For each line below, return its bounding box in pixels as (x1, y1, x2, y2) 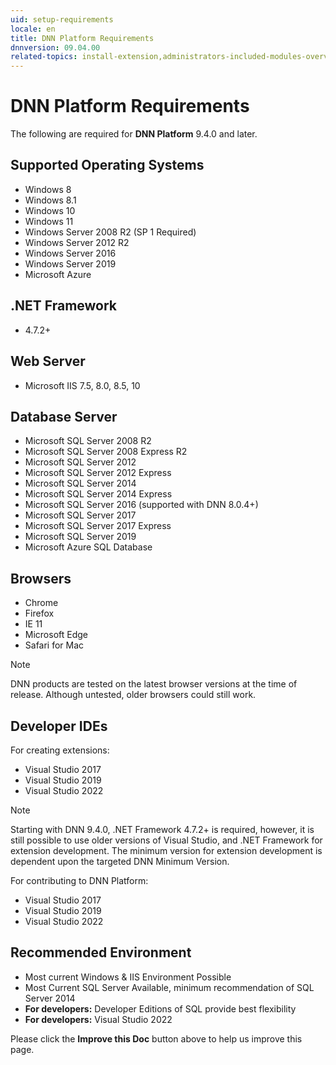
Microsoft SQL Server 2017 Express (24, 520, 172, 532)
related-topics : (10, 52, 78, 62)
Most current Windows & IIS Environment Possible (24, 971, 232, 983)
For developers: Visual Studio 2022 (24, 1013, 173, 1025)
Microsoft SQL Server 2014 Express (24, 488, 173, 500)
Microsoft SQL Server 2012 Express (24, 467, 172, 479)
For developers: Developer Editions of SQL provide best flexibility (24, 1002, 297, 1015)
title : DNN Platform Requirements (10, 33, 155, 43)
